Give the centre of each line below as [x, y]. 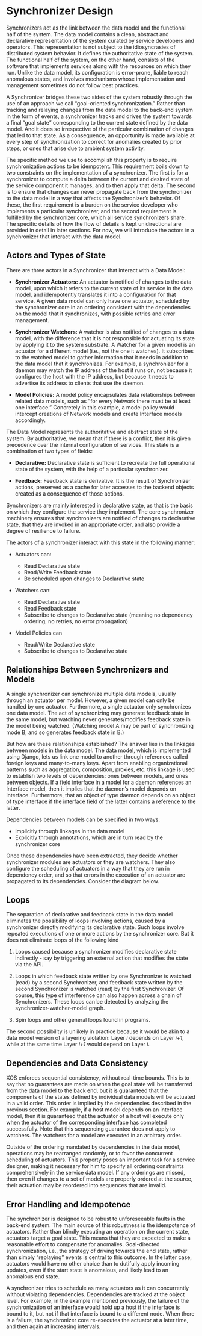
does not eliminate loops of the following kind [63, 940]
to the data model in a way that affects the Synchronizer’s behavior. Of [93, 198]
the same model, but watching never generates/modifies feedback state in [99, 719]
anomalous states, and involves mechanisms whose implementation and [96, 79]
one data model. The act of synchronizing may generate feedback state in [98, 713]
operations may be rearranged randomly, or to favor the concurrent [90, 1154]
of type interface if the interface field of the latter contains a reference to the [101, 801]
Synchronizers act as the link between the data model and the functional [96, 28]
